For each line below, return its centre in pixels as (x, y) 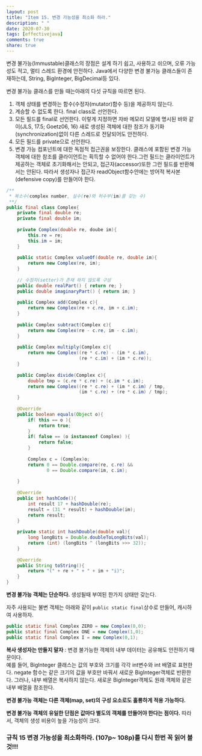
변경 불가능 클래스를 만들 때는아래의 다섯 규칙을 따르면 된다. (76, 91)
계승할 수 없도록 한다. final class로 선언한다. (66, 111)
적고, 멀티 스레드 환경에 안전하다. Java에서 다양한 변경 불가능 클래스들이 (102, 70)
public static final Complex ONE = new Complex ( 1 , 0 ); (75, 632)
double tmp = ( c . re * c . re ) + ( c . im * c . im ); (86, 381)
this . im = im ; (45, 241)
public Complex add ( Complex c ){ (57, 302)
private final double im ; (50, 218)
